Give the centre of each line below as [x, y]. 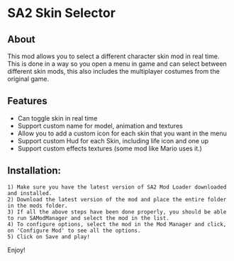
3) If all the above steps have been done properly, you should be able [117, 212]
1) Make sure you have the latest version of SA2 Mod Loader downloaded [117, 187]
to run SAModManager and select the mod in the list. [89, 218]
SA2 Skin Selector [61, 13]
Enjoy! [17, 250]
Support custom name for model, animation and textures [100, 126]
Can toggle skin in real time [57, 118]
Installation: [34, 171]
